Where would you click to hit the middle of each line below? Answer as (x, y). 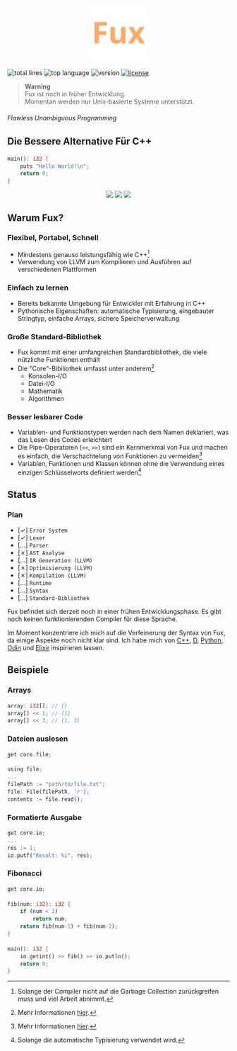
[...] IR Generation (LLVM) (55, 560)
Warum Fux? (36, 218)
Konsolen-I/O (47, 376)
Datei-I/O (41, 383)
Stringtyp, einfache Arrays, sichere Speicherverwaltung (98, 318)
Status (22, 494)
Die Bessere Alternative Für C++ (80, 141)
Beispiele (28, 670)
